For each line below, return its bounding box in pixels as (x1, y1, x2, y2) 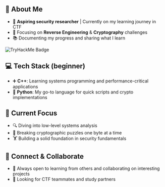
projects (12, 171, 30, 177)
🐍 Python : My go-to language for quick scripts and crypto (12, 89, 134, 95)
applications (12, 83, 38, 89)
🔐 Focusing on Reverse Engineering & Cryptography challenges (12, 29, 148, 35)
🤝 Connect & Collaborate (5, 152, 84, 161)
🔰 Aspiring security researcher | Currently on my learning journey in (12, 18, 156, 24)
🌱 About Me (5, 5, 43, 14)
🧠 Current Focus (5, 109, 58, 118)
